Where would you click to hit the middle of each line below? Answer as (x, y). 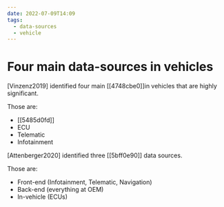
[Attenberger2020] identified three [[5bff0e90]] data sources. (95, 155)
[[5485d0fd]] (36, 120)
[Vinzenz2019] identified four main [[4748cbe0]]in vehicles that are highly (112, 86)
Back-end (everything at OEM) (60, 190)
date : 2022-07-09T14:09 (41, 13)
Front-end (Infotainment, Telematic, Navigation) (85, 182)
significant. (23, 93)
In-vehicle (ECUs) (42, 197)
